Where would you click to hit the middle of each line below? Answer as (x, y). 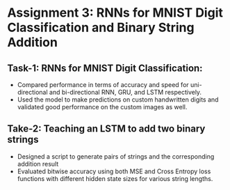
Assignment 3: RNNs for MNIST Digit (115, 13)
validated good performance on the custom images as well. (102, 107)
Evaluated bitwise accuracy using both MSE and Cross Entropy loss (114, 171)
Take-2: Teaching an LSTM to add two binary (106, 129)
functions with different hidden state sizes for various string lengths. (115, 178)
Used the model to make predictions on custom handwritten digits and (118, 100)
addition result (38, 164)
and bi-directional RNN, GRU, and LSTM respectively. (125, 92)
